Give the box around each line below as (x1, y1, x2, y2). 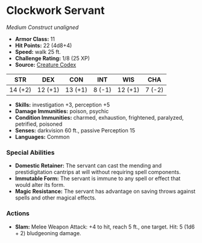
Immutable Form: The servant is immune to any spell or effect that (14, 175, 181, 182)
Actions (6, 209, 30, 218)
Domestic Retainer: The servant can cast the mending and (14, 162, 162, 169)
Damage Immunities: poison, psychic (14, 107, 109, 115)
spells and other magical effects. (14, 194, 96, 201)
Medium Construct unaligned (6, 24, 79, 31)
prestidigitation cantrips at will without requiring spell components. (14, 169, 181, 176)
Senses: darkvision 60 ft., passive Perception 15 (14, 126, 136, 134)
